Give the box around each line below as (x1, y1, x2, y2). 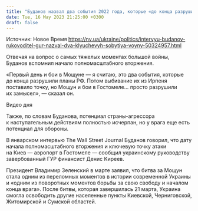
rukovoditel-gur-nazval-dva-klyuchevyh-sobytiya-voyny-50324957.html (6, 42, 182, 49)
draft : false (6, 19, 38, 25)
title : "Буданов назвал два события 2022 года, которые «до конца (6, 8, 173, 15)
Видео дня (6, 101, 32, 108)
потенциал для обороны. (6, 125, 69, 133)
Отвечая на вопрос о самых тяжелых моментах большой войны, (6, 54, 170, 61)
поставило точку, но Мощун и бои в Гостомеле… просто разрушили (6, 84, 177, 91)
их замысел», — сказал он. (6, 90, 75, 97)
